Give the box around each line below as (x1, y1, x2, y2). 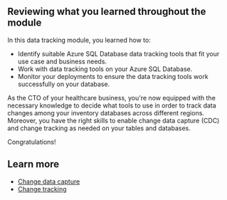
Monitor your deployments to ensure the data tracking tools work (17, 72, 208, 80)
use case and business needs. (17, 57, 107, 65)
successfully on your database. (17, 80, 110, 88)
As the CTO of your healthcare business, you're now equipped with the (7, 93, 216, 102)
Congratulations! (7, 137, 56, 146)
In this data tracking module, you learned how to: (7, 36, 151, 44)
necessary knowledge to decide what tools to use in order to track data (7, 101, 217, 110)
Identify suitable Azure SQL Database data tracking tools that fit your (17, 49, 220, 58)
